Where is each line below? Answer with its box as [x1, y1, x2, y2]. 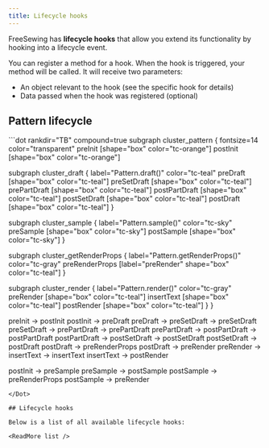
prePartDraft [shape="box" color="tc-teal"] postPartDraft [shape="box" [8, 185, 247, 195]
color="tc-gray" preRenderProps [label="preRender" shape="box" [8, 259, 230, 269]
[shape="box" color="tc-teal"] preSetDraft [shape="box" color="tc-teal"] [8, 176, 252, 186]
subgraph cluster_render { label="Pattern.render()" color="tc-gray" [8, 284, 232, 293]
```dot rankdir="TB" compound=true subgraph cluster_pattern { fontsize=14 [8, 135, 259, 145]
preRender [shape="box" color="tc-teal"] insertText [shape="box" [8, 292, 230, 302]
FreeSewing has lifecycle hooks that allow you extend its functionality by [8, 34, 251, 44]
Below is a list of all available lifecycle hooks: [8, 418, 185, 427]
